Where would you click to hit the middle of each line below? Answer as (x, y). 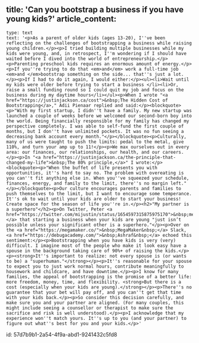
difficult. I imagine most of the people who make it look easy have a (96, 246)
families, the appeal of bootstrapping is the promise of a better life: (99, 277)
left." (178, 183)
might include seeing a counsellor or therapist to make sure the (90, 308)
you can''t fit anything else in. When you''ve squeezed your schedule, (98, 178)
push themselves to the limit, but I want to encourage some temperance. (99, 193)
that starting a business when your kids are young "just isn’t (100, 220)
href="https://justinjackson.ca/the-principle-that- (110, 157)
